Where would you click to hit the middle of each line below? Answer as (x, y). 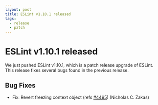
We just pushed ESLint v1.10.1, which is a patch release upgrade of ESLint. (79, 65)
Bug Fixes (20, 86)
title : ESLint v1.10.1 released (38, 14)
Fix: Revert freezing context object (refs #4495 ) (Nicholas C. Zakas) (80, 97)
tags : (11, 18)
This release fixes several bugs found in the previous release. (67, 70)
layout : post (18, 9)
